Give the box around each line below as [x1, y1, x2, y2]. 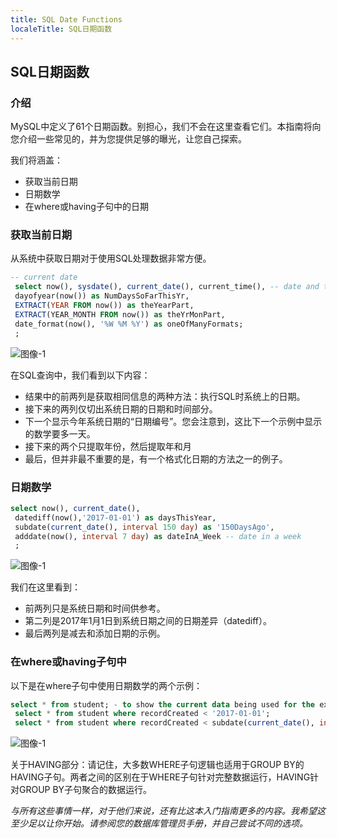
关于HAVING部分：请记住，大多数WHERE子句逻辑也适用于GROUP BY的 [10, 759, 305, 771]
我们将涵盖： [10, 154, 63, 166]
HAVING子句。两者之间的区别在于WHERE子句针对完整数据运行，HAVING [10, 771, 311, 783]
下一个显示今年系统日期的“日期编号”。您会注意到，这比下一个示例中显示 [24, 415, 323, 427]
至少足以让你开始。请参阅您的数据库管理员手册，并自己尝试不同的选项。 [10, 817, 308, 830]
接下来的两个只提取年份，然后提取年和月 [24, 440, 192, 452]
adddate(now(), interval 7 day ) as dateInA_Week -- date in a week [14, 531, 302, 541]
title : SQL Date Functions [10, 14, 123, 25]
